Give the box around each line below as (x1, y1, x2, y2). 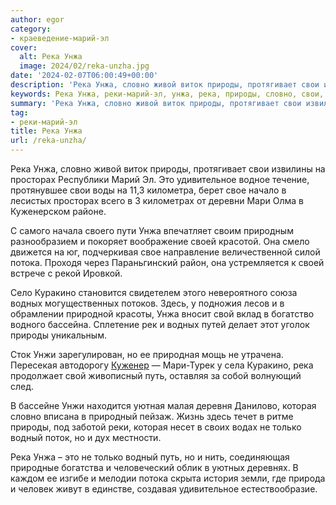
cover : (10, 42, 38, 53)
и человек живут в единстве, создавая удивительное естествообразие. (10, 483, 318, 495)
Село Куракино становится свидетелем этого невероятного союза (10, 287, 298, 298)
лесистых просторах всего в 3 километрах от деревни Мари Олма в (10, 195, 304, 206)
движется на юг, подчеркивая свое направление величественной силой (10, 246, 321, 258)
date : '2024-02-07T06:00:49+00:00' (10, 71, 159, 81)
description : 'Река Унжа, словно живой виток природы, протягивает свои (10, 80, 320, 90)
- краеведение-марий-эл (10, 33, 110, 43)
